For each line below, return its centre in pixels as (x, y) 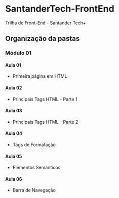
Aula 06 (14, 179)
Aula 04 (14, 133)
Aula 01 (13, 65)
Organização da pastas (43, 39)
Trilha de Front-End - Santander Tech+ (46, 23)
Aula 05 (14, 156)
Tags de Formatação (34, 145)
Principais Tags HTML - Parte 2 (45, 122)
